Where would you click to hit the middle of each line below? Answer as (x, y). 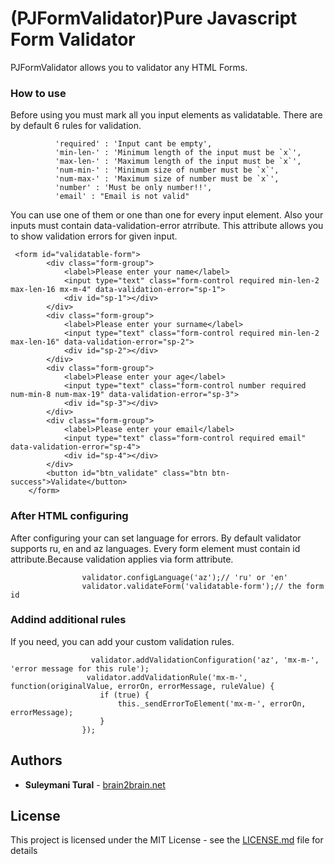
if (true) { (124, 695)
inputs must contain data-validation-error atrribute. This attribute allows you (167, 226)
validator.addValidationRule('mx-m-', (167, 677)
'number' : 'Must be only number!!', (133, 188)
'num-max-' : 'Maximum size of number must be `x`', (167, 179)
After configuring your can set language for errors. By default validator (156, 538)
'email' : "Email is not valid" (122, 197)
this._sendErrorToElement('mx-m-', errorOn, (212, 703)
